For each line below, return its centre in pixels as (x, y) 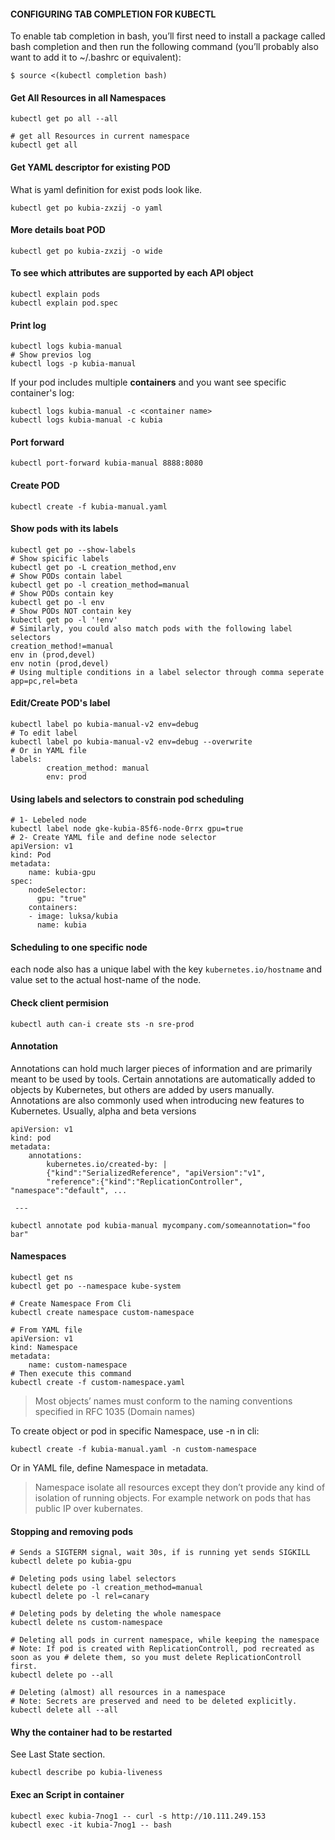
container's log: (42, 393)
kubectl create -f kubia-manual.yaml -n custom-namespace (133, 1450)
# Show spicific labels (60, 558)
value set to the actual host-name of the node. (106, 980)
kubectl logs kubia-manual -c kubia (86, 420)
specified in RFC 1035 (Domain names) (115, 1412)
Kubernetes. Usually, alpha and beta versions (103, 1111)
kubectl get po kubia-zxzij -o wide (86, 251)
